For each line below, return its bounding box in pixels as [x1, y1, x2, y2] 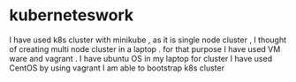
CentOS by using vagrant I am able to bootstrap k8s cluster [9, 63, 225, 73]
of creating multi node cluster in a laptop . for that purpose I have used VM [9, 43, 281, 54]
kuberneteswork [9, 5, 134, 26]
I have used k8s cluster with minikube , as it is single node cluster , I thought [9, 34, 287, 45]
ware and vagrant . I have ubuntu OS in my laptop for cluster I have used [9, 53, 272, 63]
